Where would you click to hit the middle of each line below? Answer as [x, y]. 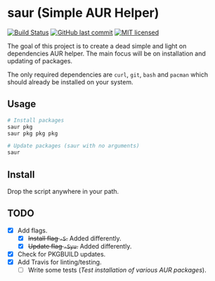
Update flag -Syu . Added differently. [80, 246]
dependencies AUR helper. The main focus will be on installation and [106, 53]
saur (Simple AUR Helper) [83, 13]
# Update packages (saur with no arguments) [73, 146]
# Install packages [36, 120]
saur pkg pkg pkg [33, 133]
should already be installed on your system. [70, 81]
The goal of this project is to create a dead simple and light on [97, 46]
